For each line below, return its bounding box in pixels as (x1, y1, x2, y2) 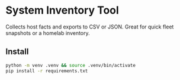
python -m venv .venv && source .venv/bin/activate (5, 62, 136, 68)
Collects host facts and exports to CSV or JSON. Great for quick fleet (5, 23, 174, 30)
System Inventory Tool (5, 4, 119, 17)
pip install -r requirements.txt (5, 68, 88, 74)
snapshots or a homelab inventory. (5, 29, 90, 36)
